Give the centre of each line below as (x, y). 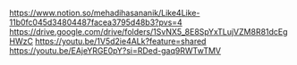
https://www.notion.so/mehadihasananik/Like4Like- (105, 13)
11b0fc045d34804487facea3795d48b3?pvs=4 (96, 22)
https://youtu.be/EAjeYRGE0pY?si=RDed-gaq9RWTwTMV (115, 51)
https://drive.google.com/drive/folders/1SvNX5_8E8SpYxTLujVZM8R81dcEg (148, 32)
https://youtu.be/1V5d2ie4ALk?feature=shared (121, 41)
